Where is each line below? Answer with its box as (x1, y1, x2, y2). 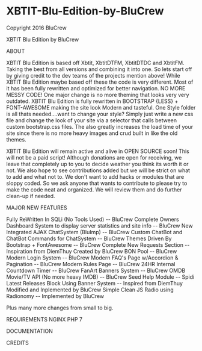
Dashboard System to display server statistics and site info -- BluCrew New (6, 222, 194, 229)
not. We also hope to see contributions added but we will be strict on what (6, 167, 191, 174)
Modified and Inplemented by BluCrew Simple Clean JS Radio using (6, 286, 174, 293)
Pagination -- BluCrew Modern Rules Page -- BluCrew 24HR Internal (6, 260, 176, 267)
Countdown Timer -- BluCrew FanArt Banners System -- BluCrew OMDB (6, 267, 186, 274)
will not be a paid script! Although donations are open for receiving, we (6, 154, 182, 161)
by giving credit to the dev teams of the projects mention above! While (6, 72, 180, 79)
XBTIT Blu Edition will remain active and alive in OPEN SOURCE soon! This (6, 148, 189, 155)
